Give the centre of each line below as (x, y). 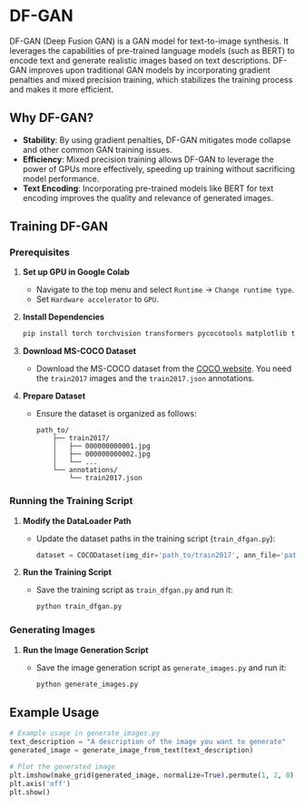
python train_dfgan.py (79, 607)
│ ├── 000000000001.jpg (102, 447)
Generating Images (52, 630)
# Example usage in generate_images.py (85, 733)
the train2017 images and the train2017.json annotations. (145, 378)
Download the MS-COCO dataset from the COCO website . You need (164, 368)
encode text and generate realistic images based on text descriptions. (140, 60)
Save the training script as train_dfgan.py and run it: (134, 590)
